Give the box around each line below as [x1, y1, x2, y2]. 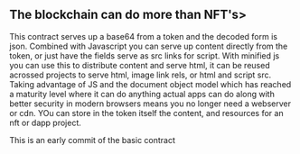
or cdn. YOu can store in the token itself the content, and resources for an [9, 107, 284, 118]
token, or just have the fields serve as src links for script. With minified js [9, 50, 280, 61]
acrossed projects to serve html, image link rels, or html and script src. [9, 69, 272, 80]
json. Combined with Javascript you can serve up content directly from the [9, 41, 288, 51]
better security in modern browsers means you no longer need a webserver [9, 98, 292, 109]
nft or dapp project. [9, 117, 81, 128]
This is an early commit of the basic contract [9, 134, 176, 145]
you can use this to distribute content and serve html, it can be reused [9, 59, 270, 70]
